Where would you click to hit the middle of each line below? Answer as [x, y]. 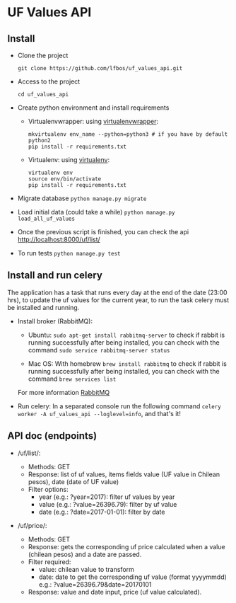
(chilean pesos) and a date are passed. [85, 554]
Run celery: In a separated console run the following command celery [119, 406]
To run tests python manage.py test [69, 253]
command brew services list [72, 379]
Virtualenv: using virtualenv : [69, 160]
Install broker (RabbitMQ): [55, 321]
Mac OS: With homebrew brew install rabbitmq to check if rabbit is [128, 363]
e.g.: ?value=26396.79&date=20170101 [95, 584]
